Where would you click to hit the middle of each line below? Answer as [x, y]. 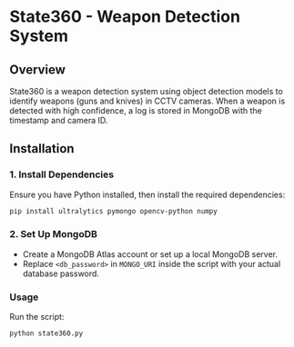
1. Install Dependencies [62, 174]
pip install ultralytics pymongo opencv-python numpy [114, 211]
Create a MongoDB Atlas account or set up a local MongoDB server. [150, 254]
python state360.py [46, 333]
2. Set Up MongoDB [54, 234]
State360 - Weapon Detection [125, 17]
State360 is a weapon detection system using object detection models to [147, 91]
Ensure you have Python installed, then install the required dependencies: [147, 194]
